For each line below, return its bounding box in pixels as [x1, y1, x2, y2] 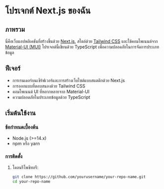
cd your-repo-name [12, 179, 51, 184]
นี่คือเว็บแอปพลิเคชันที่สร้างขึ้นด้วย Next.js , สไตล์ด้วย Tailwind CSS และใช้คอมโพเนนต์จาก [5, 38, 158, 44]
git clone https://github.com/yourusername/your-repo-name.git [12, 174, 146, 179]
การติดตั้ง [5, 153, 23, 160]
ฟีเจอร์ [5, 64, 21, 73]
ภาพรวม [5, 25, 25, 33]
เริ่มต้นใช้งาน [5, 109, 36, 117]
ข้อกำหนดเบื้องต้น [5, 124, 39, 131]
